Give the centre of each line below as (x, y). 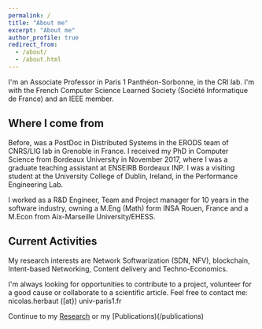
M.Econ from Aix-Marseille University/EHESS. (82, 216)
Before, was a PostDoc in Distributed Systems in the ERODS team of (119, 142)
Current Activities (53, 241)
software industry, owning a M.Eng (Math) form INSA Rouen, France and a (128, 208)
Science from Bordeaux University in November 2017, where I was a (118, 159)
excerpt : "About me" (42, 30)
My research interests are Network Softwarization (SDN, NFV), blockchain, (129, 260)
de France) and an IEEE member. (61, 99)
